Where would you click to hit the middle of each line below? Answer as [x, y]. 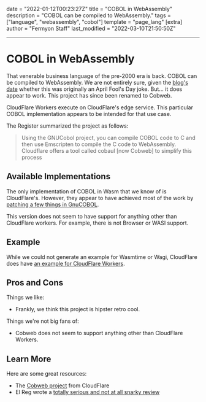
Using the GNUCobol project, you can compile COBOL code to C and [109, 137]
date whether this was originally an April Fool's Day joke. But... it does [94, 89]
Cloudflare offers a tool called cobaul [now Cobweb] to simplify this [106, 150]
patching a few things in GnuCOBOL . [53, 204]
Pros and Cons [35, 283]
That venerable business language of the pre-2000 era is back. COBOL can [102, 75]
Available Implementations [59, 176]
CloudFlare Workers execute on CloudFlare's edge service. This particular [100, 107]
